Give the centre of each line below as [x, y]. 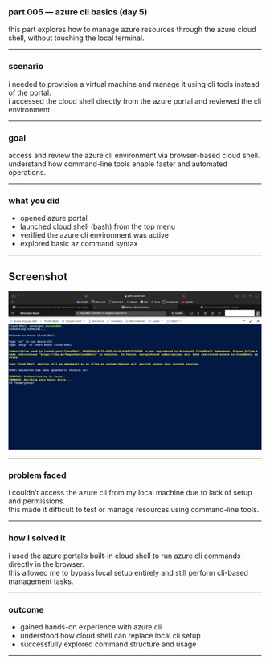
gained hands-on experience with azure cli [91, 627]
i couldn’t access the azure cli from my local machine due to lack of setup [130, 493]
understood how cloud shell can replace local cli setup [110, 635]
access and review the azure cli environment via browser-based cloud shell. [134, 155]
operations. [27, 172]
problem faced [37, 475]
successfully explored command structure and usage [108, 644]
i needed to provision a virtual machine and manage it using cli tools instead [134, 84]
